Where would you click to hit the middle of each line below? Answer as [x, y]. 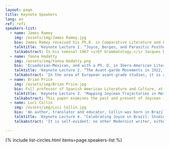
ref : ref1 [16, 24]
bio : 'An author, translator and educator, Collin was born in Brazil [90, 112]
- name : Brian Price [31, 79]
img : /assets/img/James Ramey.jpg [50, 38]
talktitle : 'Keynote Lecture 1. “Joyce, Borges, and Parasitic [82, 47]
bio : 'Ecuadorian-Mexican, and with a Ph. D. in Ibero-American [83, 65]
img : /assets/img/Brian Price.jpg [50, 84]
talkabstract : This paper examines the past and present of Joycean [88, 98]
